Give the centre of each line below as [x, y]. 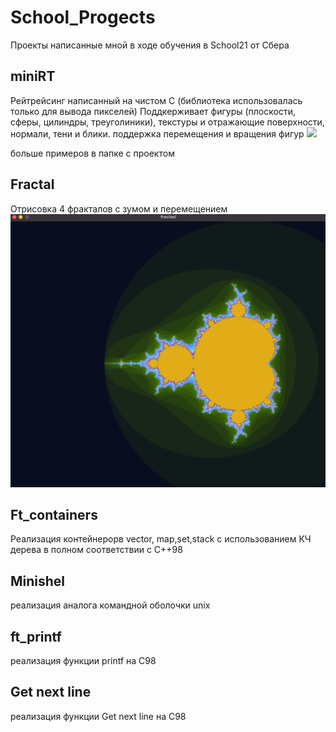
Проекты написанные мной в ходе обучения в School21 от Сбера [150, 45]
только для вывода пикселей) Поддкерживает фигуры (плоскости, [153, 111]
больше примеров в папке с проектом [92, 153]
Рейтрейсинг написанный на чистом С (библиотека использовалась [156, 100]
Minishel [38, 581]
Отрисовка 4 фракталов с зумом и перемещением [119, 208]
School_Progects [83, 17]
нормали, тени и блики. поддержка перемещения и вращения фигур [157, 133]
